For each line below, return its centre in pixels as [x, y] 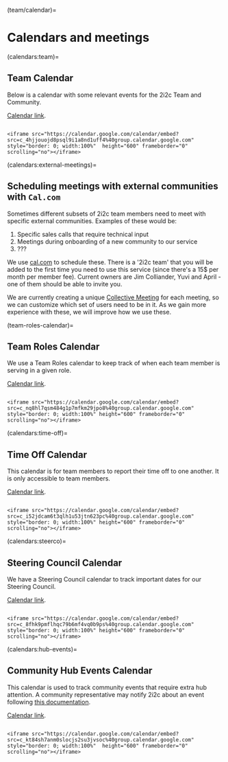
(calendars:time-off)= [38, 433]
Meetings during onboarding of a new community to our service [107, 241]
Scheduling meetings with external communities [113, 186]
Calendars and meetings [78, 38]
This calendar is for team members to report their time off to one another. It [113, 471]
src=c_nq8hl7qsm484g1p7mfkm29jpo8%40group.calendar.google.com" [101, 408]
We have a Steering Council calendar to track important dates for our [104, 579]
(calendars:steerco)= [37, 541]
